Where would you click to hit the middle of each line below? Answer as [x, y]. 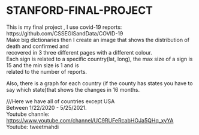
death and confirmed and [37, 46]
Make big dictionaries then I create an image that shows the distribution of [98, 40]
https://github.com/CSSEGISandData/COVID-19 [65, 33]
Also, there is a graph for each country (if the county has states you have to [99, 83]
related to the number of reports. [47, 71]
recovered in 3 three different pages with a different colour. [79, 52]
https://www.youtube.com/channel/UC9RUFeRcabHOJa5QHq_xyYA [90, 120]
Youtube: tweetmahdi [32, 127]
